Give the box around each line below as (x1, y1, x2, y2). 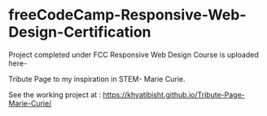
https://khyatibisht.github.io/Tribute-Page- (103, 89, 246, 99)
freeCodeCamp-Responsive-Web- (8, 6, 247, 24)
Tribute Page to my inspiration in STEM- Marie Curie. (8, 74, 186, 84)
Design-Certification (8, 23, 151, 41)
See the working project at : (8, 89, 102, 99)
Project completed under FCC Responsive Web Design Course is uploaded (8, 49, 259, 59)
